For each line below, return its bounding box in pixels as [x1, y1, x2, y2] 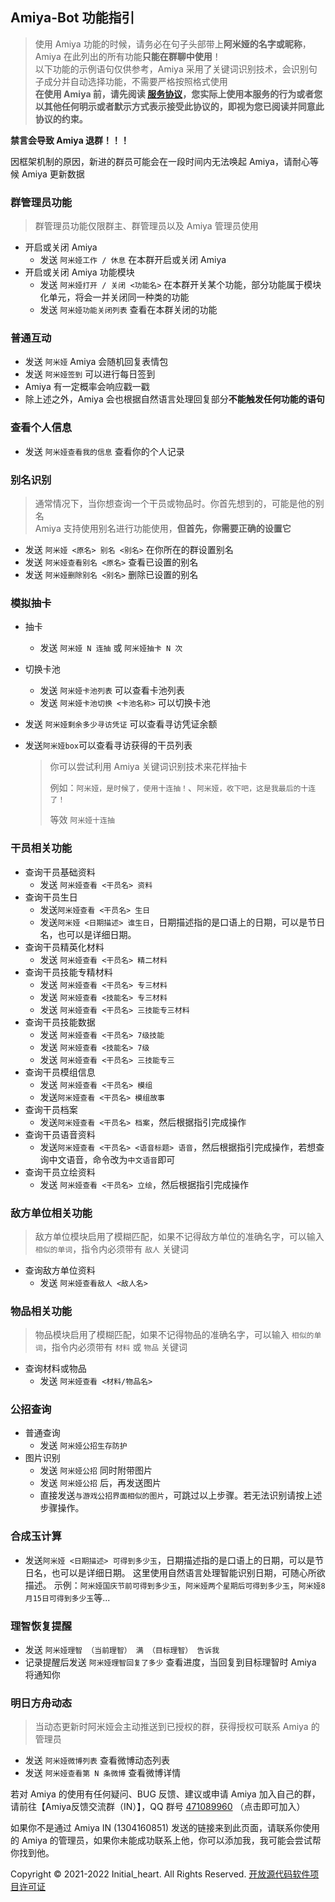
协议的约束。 [34, 113, 88, 125]
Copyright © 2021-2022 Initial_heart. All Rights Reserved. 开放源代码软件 [10, 1868, 311, 1880]
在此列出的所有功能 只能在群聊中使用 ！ [63, 50, 222, 62]
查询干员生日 [24, 891, 78, 903]
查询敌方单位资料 [24, 1264, 96, 1276]
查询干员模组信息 [24, 1066, 96, 1078]
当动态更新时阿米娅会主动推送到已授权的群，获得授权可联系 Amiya [34, 1721, 309, 1733]
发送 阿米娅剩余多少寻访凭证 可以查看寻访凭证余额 [24, 718, 218, 730]
